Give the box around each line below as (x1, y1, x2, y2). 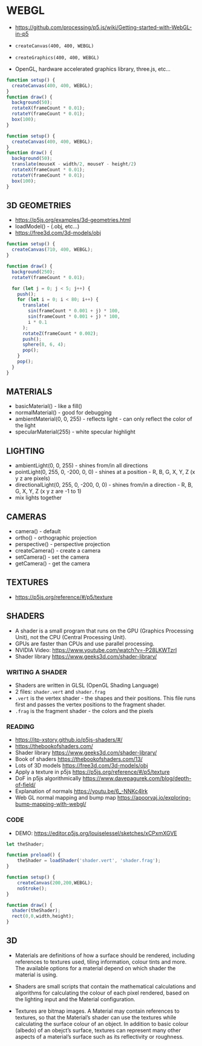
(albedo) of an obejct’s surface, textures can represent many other (15, 1027, 181, 1034)
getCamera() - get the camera (15, 560, 91, 567)
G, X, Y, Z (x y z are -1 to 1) (15, 488, 82, 495)
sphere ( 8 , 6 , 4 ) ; (22, 341, 67, 348)
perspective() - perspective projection (15, 541, 111, 548)
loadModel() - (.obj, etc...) (15, 223, 80, 230)
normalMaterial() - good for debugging (15, 409, 112, 416)
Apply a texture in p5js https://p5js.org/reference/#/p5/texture (15, 768, 171, 775)
